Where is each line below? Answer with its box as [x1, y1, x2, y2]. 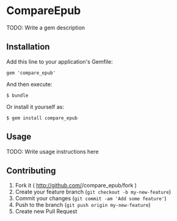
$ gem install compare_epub [6, 114, 78, 121]
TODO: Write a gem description [6, 24, 85, 31]
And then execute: [6, 80, 52, 88]
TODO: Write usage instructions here [6, 148, 99, 155]
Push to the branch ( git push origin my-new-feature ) [15, 201, 151, 209]
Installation [6, 42, 50, 52]
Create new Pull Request [15, 208, 78, 215]
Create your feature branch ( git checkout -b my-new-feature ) [15, 188, 172, 196]
